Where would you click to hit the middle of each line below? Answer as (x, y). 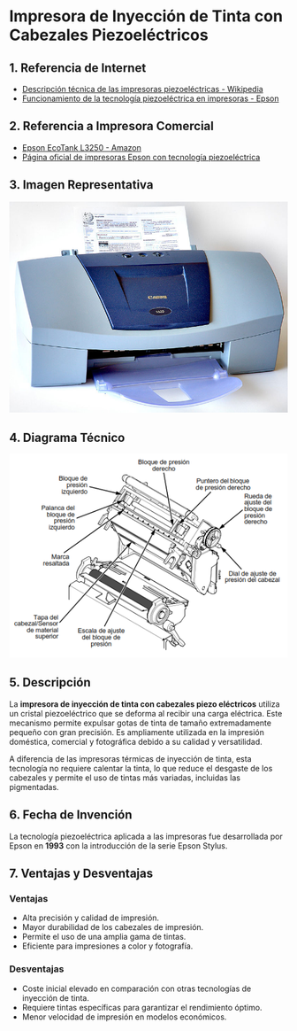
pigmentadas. (34, 787)
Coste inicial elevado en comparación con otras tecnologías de (137, 988)
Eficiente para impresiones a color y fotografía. (107, 946)
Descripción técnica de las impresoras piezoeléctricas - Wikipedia (142, 89)
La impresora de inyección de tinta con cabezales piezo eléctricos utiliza (145, 704)
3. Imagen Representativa (81, 185)
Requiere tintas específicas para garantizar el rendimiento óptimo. (142, 1007)
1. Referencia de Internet (78, 68)
